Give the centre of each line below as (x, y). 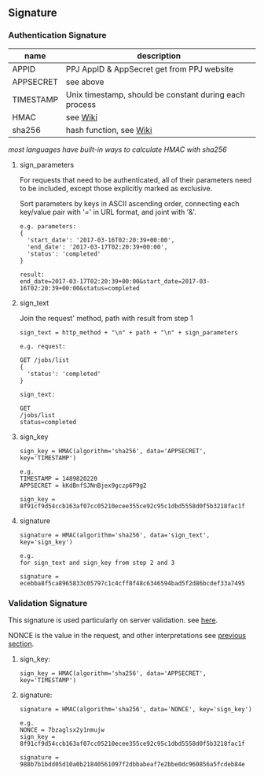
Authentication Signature (58, 35)
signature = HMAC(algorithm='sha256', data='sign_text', (115, 535)
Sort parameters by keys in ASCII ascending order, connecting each (129, 203)
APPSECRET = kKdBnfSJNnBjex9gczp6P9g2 (83, 485)
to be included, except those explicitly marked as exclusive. (116, 188)
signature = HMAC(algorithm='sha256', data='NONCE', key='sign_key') (136, 709)
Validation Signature (48, 603)
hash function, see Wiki (109, 130)
